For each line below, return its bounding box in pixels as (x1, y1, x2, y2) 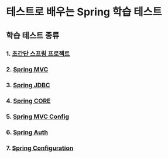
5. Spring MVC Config (6, 112, 69, 121)
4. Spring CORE (6, 97, 51, 105)
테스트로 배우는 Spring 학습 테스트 (6, 5, 162, 19)
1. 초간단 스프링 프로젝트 (6, 49, 70, 57)
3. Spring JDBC (6, 81, 50, 90)
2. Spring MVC (6, 66, 49, 74)
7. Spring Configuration (6, 144, 74, 152)
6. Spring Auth (6, 128, 49, 136)
